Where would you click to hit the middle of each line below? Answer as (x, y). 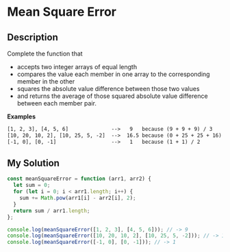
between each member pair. (57, 103)
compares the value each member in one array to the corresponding (113, 74)
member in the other (46, 81)
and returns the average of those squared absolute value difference (112, 96)
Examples (22, 116)
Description (33, 37)
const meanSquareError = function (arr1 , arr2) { (79, 179)
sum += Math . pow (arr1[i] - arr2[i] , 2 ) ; (78, 198)
